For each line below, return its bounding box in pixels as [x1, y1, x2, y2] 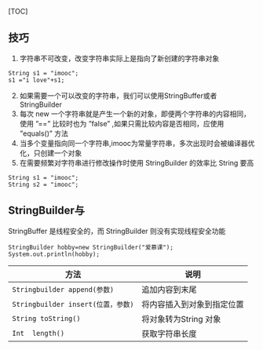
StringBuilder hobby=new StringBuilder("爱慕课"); [8, 243, 174, 251]
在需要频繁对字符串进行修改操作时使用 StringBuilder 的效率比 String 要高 [19, 158, 254, 167]
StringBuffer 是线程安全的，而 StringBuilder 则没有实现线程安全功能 [8, 226, 226, 235]
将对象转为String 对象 [141, 313, 221, 324]
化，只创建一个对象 [19, 148, 82, 158]
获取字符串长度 [141, 328, 198, 339]
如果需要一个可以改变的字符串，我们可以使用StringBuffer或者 [19, 90, 217, 100]
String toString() [12, 314, 81, 323]
